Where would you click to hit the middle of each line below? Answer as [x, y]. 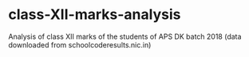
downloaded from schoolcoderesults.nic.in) [80, 44]
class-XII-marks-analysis [95, 15]
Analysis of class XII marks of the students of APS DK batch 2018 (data [125, 36]
